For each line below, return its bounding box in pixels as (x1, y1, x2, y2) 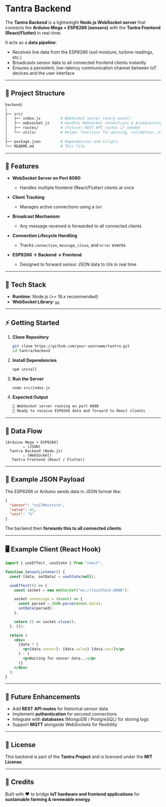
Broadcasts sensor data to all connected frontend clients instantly (12, 59, 147, 65)
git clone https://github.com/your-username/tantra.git (12, 344, 130, 349)
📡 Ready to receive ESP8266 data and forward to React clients (12, 408, 146, 413)
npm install (12, 367, 37, 372)
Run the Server (12, 376, 44, 382)
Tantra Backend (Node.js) (9, 449, 63, 454)
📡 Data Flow (5, 427, 42, 435)
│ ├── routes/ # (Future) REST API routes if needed (5, 125, 140, 130)
